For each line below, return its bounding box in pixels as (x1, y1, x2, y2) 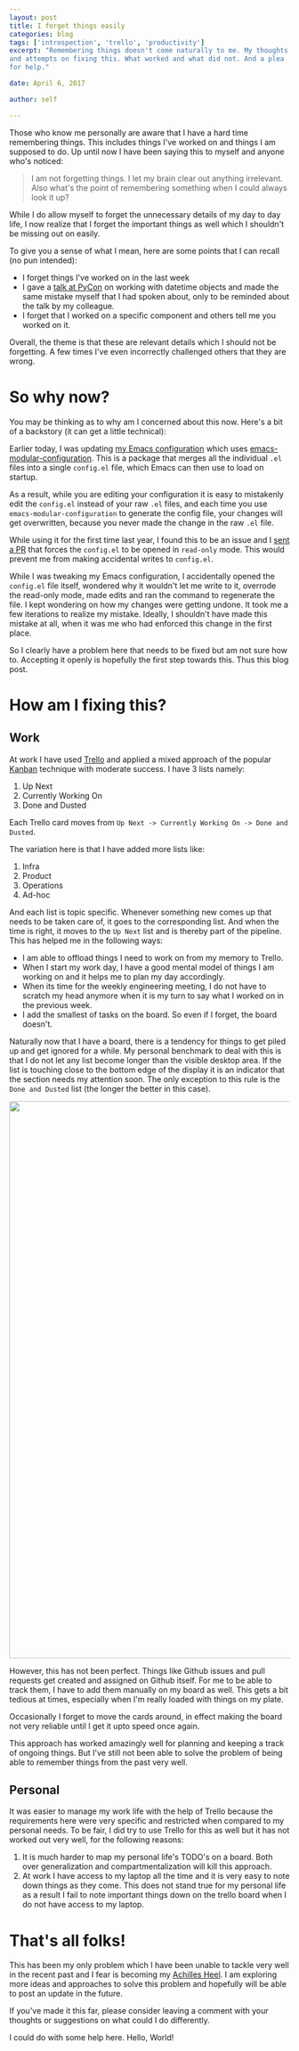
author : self (9, 94, 58, 103)
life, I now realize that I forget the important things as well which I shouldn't (9, 218, 285, 229)
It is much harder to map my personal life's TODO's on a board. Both (21, 1851, 273, 1863)
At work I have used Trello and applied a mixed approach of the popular (9, 754, 271, 765)
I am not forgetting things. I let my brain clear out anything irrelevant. (30, 173, 283, 184)
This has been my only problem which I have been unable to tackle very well (9, 1960, 289, 1971)
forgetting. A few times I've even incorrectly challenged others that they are (9, 346, 287, 357)
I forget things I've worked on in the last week (21, 272, 190, 283)
